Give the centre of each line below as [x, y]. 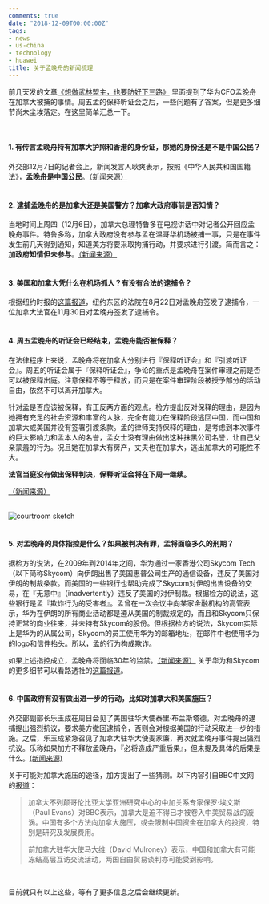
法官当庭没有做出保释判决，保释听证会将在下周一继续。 [99, 474]
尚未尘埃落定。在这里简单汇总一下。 [74, 111]
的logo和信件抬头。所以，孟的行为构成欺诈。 [82, 643]
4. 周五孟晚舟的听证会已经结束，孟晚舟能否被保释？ [93, 340]
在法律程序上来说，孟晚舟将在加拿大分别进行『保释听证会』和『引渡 [120, 360]
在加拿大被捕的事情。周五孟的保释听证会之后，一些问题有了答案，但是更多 [131, 102]
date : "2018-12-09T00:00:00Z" [59, 23]
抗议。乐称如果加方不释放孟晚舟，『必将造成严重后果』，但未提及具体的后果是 [134, 748]
